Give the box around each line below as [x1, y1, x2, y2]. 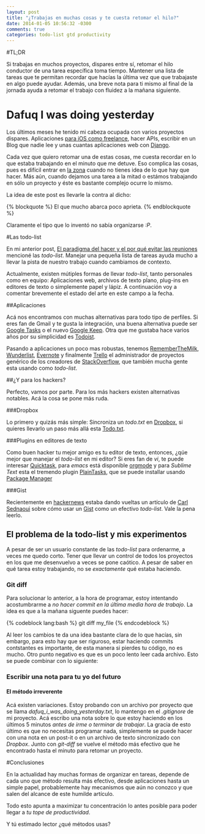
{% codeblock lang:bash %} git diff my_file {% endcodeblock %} [6, 619, 170, 627]
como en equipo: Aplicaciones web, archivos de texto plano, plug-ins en [6, 277, 188, 284]
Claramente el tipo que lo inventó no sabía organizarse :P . [6, 221, 152, 229]
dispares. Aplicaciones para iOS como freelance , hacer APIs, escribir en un [6, 135, 196, 142]
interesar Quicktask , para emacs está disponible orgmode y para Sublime [6, 462, 192, 469]
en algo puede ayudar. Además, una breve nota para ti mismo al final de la [6, 80, 193, 88]
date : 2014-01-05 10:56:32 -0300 [6, 20, 92, 26]
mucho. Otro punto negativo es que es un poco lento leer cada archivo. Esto [6, 651, 199, 658]
